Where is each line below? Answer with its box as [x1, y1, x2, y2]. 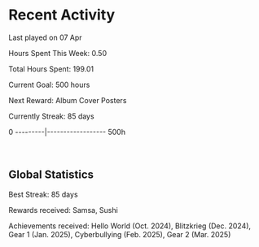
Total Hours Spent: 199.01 [8, 63, 94, 74]
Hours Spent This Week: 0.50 [8, 48, 108, 58]
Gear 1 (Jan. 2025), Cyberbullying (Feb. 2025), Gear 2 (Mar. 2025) [8, 229, 231, 239]
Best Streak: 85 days [8, 189, 79, 199]
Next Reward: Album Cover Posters [8, 95, 127, 105]
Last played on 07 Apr [8, 32, 83, 42]
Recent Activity [8, 6, 116, 24]
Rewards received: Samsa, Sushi [8, 205, 118, 214]
